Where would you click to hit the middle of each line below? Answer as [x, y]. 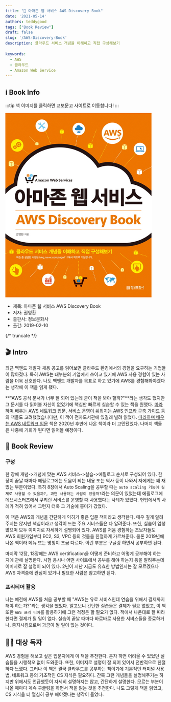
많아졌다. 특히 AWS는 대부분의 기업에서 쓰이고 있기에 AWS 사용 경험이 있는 [85, 374]
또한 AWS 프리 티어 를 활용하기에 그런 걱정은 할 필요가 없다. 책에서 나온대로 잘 [80, 612]
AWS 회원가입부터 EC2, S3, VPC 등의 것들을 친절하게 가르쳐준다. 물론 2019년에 [85, 536]
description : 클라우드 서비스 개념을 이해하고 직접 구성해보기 [63, 44]
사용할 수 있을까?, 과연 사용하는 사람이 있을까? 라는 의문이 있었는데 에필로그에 [89, 493]
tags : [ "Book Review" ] [29, 27]
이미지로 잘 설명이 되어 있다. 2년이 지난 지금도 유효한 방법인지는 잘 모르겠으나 [82, 566]
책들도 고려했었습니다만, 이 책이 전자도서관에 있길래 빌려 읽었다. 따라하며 [83, 417]
